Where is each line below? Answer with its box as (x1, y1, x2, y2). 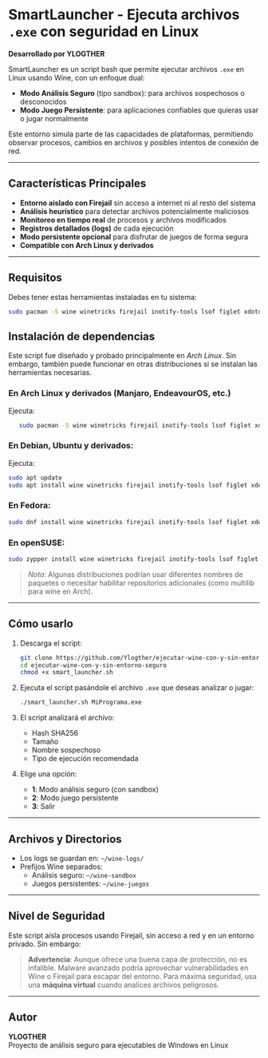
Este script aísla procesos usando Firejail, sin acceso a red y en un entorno (8, 930, 254, 940)
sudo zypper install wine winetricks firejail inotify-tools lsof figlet (8, 555, 259, 563)
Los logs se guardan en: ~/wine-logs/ (19, 853, 144, 863)
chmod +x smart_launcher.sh (19, 669, 113, 677)
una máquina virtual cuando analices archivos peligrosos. (27, 980, 219, 989)
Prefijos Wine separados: (19, 862, 103, 871)
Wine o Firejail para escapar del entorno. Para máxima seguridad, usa (27, 971, 257, 981)
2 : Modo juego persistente (31, 793, 119, 803)
